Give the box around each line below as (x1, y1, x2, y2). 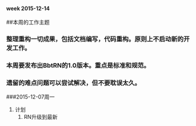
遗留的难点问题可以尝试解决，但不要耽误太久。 (6, 78, 141, 87)
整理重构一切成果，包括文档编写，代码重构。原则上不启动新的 (6, 35, 184, 43)
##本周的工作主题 (6, 18, 50, 26)
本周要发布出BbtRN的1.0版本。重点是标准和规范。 (6, 61, 151, 70)
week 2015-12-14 (6, 5, 50, 12)
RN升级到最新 (23, 114, 58, 121)
